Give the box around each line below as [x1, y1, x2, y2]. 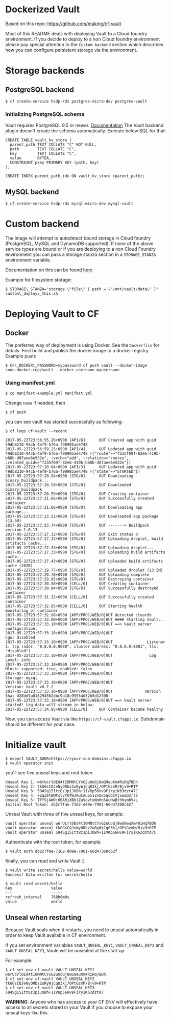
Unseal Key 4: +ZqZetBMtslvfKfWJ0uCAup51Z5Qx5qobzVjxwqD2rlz [5, 793, 138, 798]
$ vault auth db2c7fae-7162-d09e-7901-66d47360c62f [5, 849, 117, 854]
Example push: [5, 353, 37, 359]
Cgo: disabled [5, 635, 36, 640]
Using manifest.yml [5, 379, 55, 386]
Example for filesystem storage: [5, 276, 72, 283]
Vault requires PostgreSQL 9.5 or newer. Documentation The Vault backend [5, 122, 164, 129]
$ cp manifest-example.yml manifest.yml [5, 391, 93, 396]
